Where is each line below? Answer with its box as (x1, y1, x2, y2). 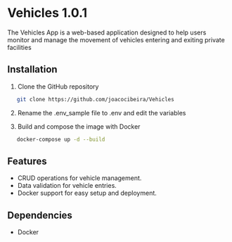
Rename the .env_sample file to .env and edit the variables (17, 108, 186, 117)
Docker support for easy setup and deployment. (17, 189, 157, 198)
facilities (7, 43, 32, 51)
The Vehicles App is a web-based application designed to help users (7, 28, 207, 37)
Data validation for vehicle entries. (17, 181, 117, 190)
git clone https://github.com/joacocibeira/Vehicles (16, 96, 174, 103)
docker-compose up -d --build (16, 136, 105, 143)
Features (7, 155, 47, 167)
